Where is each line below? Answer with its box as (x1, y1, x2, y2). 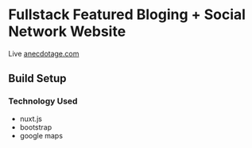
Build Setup (8, 72, 67, 85)
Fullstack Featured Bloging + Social (8, 6, 246, 24)
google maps (19, 130, 64, 140)
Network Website (8, 22, 126, 41)
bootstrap (19, 122, 52, 132)
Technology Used (8, 95, 78, 107)
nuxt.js (19, 114, 42, 123)
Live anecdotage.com (8, 49, 79, 58)
